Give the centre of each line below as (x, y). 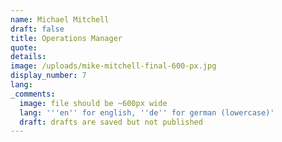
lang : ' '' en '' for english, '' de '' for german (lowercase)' (147, 112)
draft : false (37, 29)
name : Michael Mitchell (60, 19)
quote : (24, 47)
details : (28, 57)
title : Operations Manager (66, 38)
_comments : (33, 94)
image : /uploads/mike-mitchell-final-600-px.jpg (113, 66)
